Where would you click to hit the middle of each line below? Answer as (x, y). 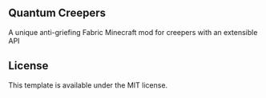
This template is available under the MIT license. (88, 85)
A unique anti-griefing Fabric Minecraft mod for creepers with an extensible (133, 32)
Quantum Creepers (57, 13)
